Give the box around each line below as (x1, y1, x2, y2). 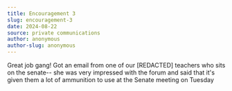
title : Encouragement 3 (7, 10, 76, 17)
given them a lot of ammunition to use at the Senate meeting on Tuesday (7, 76, 215, 83)
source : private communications (7, 29, 100, 37)
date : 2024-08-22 (7, 23, 57, 30)
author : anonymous (7, 36, 60, 43)
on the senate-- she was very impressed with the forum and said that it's (7, 68, 215, 77)
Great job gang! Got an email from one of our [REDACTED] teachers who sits (7, 61, 226, 69)
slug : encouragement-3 (7, 17, 73, 23)
